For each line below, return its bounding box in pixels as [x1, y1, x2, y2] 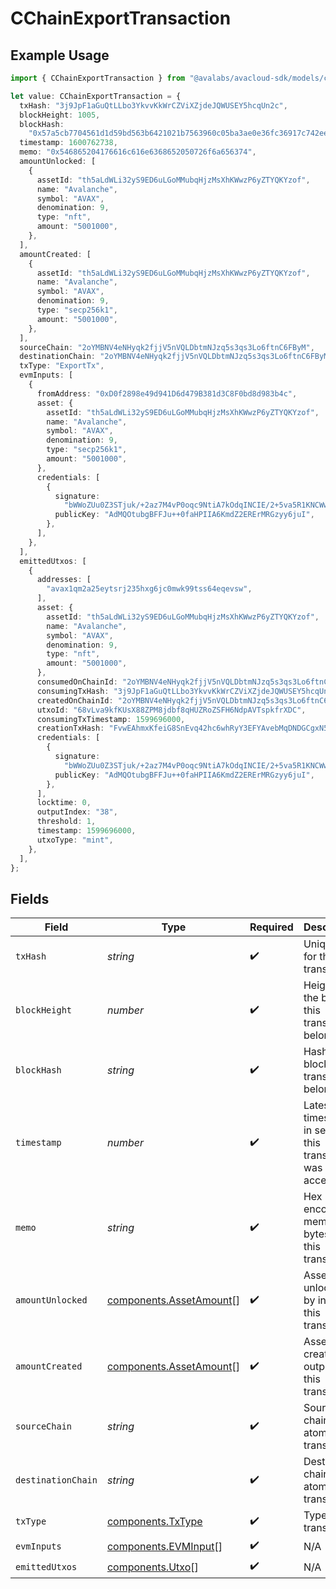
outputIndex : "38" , [36, 807, 118, 817]
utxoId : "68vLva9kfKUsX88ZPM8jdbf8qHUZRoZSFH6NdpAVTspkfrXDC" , [36, 705, 307, 715]
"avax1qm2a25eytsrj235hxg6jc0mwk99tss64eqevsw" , [46, 584, 253, 594]
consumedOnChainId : [36, 677, 118, 687]
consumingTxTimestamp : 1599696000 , [36, 714, 186, 724]
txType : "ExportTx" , [19, 361, 105, 371]
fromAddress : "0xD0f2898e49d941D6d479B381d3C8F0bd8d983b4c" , [36, 388, 298, 399]
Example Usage [10, 47, 110, 64]
